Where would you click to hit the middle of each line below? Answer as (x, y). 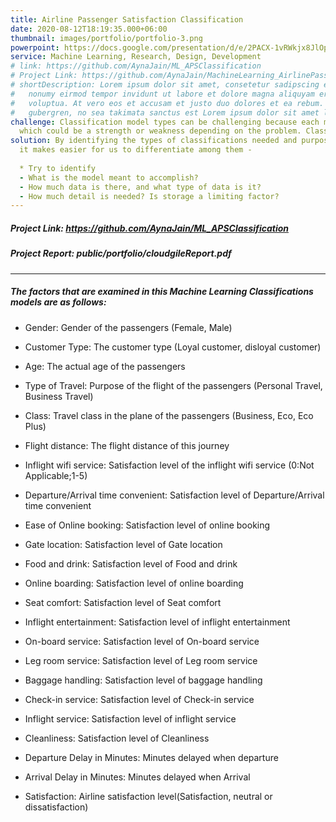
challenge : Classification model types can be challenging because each (165, 122)
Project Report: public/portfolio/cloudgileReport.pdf (121, 253)
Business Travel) (59, 396)
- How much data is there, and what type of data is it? (140, 187)
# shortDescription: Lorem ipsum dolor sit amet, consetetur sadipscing (165, 85)
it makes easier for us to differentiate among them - (136, 150)
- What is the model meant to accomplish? (109, 177)
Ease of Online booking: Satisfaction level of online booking (147, 525)
